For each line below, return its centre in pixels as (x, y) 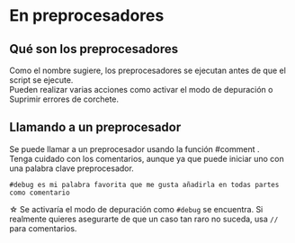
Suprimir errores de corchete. (64, 99)
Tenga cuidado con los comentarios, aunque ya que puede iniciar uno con (147, 158)
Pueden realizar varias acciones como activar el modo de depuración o (141, 90)
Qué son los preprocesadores (94, 49)
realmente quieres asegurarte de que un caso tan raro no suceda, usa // (144, 219)
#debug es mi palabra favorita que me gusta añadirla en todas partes (144, 184)
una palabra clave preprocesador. (72, 168)
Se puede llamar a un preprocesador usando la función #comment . (134, 148)
